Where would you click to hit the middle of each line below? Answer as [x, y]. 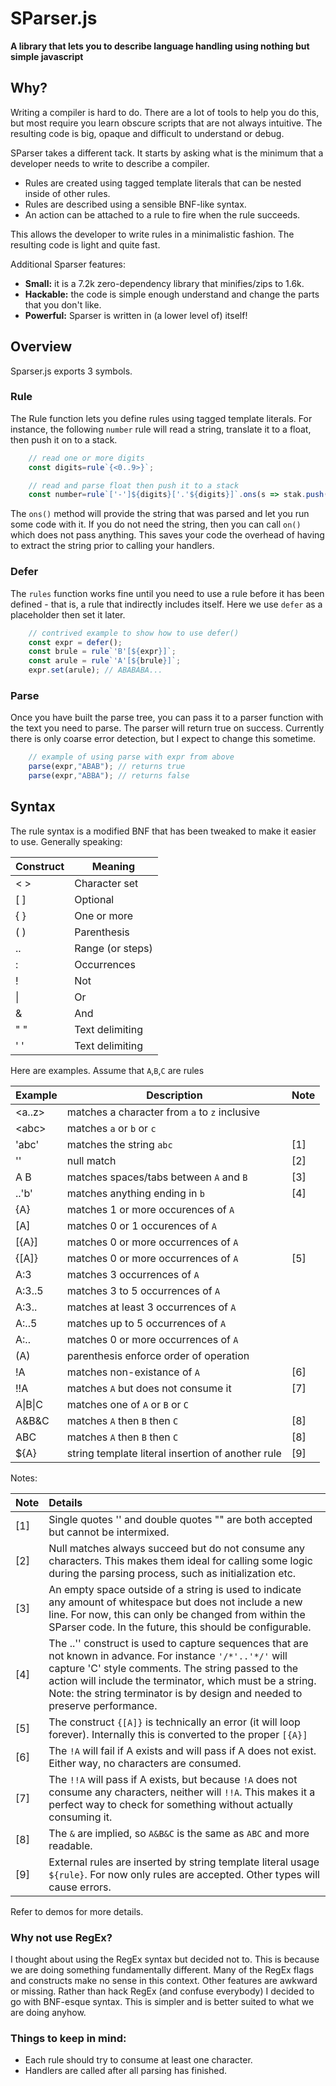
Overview [41, 347]
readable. [70, 1845]
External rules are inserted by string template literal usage [184, 1862]
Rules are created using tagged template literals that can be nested [163, 183]
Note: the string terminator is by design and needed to [175, 1693]
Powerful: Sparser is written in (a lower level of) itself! [136, 315]
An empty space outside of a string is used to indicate [175, 1589]
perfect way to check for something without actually [171, 1804]
